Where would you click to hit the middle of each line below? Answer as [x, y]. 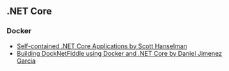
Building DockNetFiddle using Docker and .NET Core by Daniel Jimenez [119, 53]
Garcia [26, 61]
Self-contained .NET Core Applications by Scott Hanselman [102, 46]
